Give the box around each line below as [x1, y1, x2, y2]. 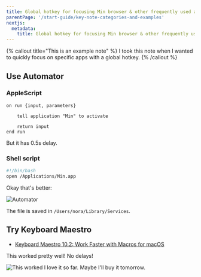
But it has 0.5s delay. [6, 139, 58, 147]
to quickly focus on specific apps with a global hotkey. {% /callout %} [6, 54, 178, 61]
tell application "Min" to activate [17, 113, 109, 119]
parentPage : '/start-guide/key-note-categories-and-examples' [6, 14, 165, 20]
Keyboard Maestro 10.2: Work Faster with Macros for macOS [14, 241, 165, 248]
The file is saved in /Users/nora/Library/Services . [6, 207, 130, 214]
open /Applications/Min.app [6, 173, 77, 179]
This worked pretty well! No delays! [6, 252, 94, 259]
